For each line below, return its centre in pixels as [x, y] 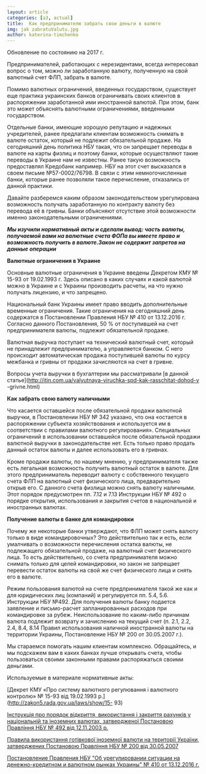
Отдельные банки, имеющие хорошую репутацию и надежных [89, 127]
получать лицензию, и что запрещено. [57, 292]
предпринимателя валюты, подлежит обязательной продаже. [88, 330]
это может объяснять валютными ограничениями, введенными [91, 109]
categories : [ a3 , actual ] [40, 18]
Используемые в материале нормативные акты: [71, 678]
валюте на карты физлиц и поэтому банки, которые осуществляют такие [103, 154]
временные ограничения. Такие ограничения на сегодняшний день [96, 311]
